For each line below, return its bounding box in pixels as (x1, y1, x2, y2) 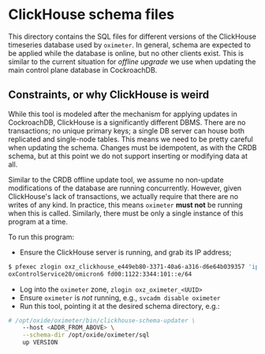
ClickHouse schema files (8, 6, 175, 24)
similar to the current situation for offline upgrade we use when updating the (8, 57, 256, 66)
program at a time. (8, 217, 69, 226)
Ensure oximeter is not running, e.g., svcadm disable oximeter (19, 292, 221, 302)
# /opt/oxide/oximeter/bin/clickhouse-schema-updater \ (8, 316, 196, 325)
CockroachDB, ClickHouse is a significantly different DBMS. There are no (8, 117, 246, 127)
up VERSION (22, 338, 58, 347)
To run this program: (8, 232, 75, 242)
